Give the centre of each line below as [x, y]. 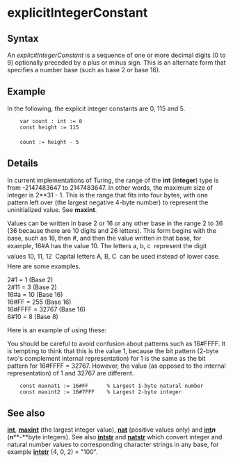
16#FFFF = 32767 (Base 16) [46, 309]
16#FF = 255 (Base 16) [39, 302]
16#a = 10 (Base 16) [35, 294]
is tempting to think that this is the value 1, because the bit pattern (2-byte [113, 351]
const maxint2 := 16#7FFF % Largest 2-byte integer [101, 392]
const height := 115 [49, 127]
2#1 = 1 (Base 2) [30, 279]
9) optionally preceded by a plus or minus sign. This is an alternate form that [116, 63]
